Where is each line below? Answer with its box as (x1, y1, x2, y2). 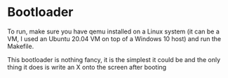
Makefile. (7, 42, 34, 50)
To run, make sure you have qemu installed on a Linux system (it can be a (7, 27, 220, 36)
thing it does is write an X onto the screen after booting (7, 63, 167, 71)
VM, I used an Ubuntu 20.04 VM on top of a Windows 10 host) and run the (7, 34, 222, 42)
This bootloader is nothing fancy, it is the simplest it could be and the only (7, 55, 221, 63)
